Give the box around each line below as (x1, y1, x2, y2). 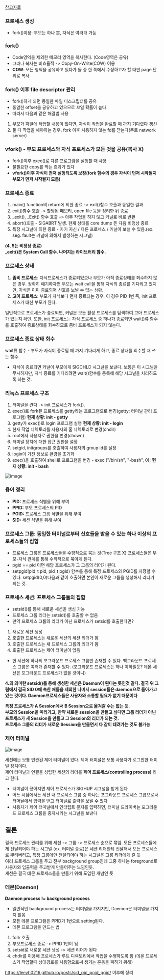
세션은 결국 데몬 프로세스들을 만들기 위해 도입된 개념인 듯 (5, 870, 114, 876)
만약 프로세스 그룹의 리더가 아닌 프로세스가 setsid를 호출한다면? (12, 618, 134, 624)
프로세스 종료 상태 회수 (5, 336, 55, 342)
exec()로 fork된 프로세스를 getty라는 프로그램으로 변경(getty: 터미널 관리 (12, 408, 152, 414)
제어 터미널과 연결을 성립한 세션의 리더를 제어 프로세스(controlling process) (5, 769, 152, 775)
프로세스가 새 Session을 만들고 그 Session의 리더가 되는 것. (5, 715, 119, 721)
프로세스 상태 (5, 262, 34, 269)
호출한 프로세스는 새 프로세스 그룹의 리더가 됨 (12, 641, 99, 647)
